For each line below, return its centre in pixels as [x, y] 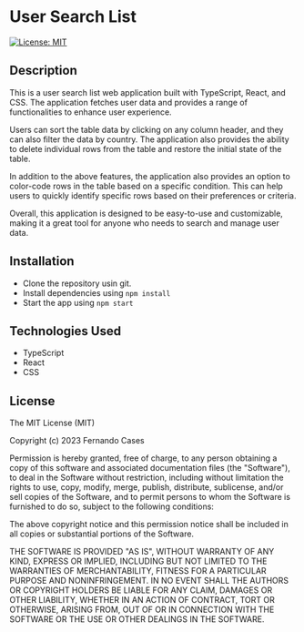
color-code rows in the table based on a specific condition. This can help [147, 186]
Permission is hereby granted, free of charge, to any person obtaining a [143, 458]
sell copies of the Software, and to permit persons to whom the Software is [150, 497]
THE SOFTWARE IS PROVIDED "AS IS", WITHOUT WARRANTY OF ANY [142, 552]
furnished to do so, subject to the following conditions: [111, 506]
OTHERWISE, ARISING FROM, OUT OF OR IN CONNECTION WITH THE [142, 610]
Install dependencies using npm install [96, 292]
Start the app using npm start [78, 302]
